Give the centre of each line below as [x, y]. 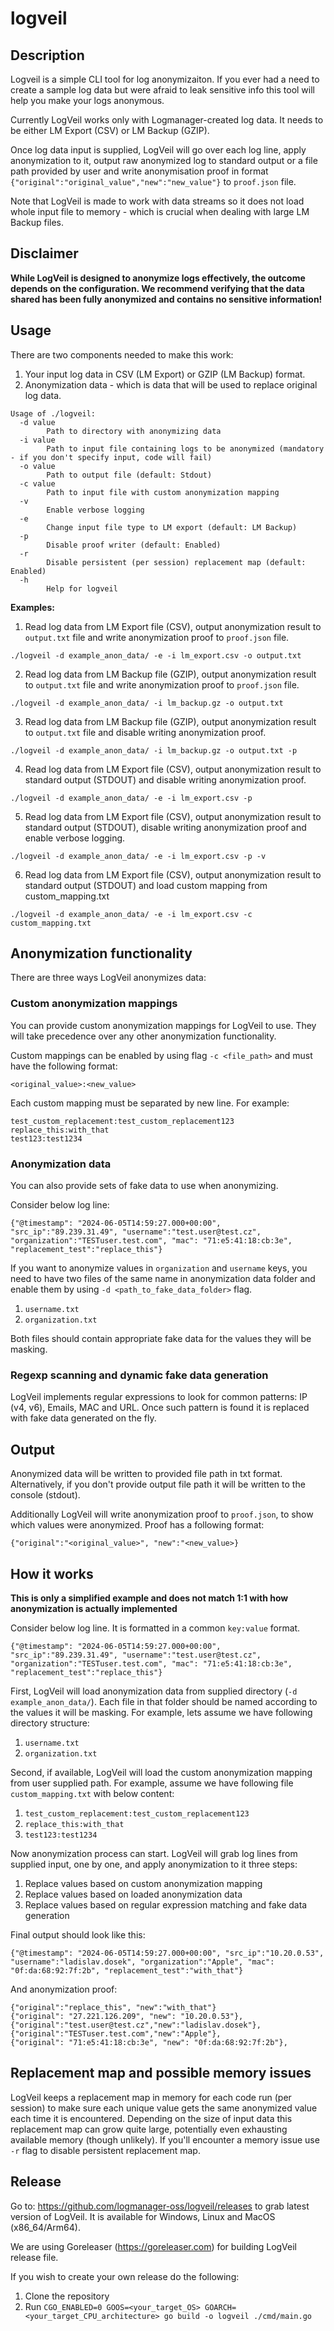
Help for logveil [82, 588]
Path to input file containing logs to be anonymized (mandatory [185, 448]
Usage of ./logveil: [53, 413]
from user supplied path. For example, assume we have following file [152, 1783]
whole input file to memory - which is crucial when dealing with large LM [160, 211]
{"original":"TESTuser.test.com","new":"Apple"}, [116, 2033]
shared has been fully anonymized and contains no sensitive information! [166, 299]
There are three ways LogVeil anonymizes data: [108, 978]
